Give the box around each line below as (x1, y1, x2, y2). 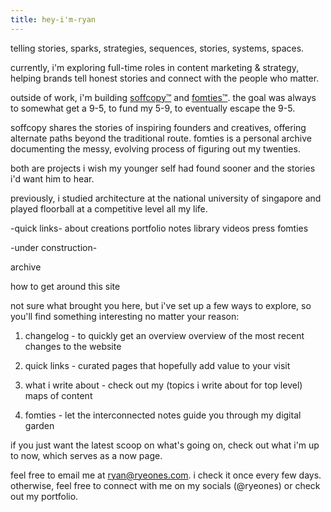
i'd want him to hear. (10, 172, 95, 185)
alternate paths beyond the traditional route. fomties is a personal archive (10, 132, 312, 144)
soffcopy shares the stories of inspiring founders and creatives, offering (10, 121, 307, 133)
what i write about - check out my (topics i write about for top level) (24, 379, 303, 391)
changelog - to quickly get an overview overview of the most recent (24, 329, 305, 341)
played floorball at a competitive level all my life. (10, 202, 208, 215)
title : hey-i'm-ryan (10, 14, 97, 25)
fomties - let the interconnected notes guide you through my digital (24, 409, 302, 421)
